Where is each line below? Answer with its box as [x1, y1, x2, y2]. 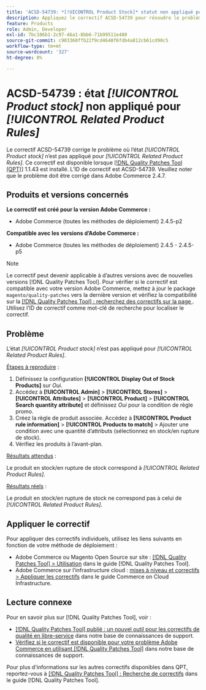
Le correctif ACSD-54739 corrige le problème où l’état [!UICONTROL [6, 145, 180, 153]
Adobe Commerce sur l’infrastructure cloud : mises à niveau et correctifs [15, 567, 200, 573]
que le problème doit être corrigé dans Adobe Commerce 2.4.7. [6, 172, 167, 179]
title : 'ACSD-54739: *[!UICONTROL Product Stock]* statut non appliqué [6, 9, 193, 15]
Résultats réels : [6, 483, 47, 490]
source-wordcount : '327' [6, 49, 70, 55]
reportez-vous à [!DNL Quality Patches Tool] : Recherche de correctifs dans [6, 670, 198, 677]
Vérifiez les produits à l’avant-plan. [15, 440, 103, 448]
